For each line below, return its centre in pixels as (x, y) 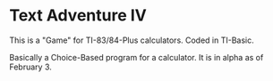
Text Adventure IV (78, 16)
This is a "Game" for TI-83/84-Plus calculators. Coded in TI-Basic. (132, 40)
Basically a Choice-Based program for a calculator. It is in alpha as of (136, 57)
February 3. (30, 67)
